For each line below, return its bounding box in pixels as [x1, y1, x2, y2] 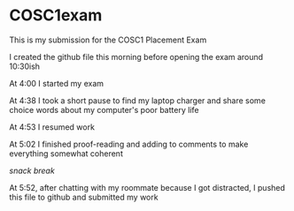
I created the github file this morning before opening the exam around [9, 51, 264, 62]
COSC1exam [9, 5, 103, 26]
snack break [9, 165, 55, 176]
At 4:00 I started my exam [9, 78, 104, 88]
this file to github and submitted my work [9, 192, 159, 202]
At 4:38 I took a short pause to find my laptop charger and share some [9, 94, 266, 106]
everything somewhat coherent [9, 147, 124, 159]
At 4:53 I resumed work [9, 121, 96, 132]
